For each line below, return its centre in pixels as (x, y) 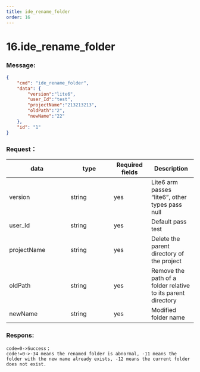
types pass (167, 204)
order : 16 (18, 17)
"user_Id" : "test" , (50, 100)
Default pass (169, 222)
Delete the (166, 238)
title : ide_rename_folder (38, 12)
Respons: (20, 335)
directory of (168, 253)
